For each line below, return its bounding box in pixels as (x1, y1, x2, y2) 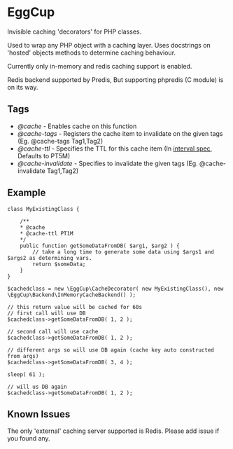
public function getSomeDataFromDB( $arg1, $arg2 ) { (20, 242, 180, 249)
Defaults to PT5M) (17, 151, 71, 160)
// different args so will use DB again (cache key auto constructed (7, 346, 215, 354)
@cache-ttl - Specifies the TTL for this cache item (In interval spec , (17, 144, 213, 153)
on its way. (7, 83, 38, 91)
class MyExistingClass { (7, 205, 80, 212)
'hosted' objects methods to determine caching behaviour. (7, 48, 176, 57)
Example (7, 187, 46, 199)
